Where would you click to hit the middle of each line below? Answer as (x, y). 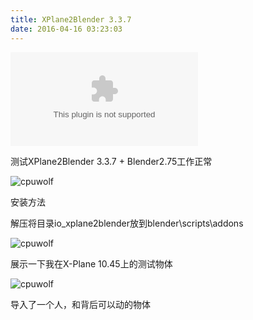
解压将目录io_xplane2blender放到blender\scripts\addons (127, 223)
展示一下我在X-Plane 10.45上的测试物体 (91, 263)
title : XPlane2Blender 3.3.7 (71, 19)
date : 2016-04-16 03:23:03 (66, 29)
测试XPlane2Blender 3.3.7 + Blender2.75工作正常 (111, 161)
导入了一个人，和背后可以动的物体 (80, 304)
